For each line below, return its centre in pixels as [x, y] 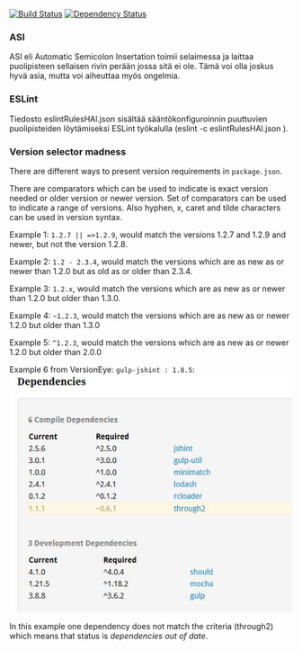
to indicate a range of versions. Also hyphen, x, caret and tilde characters [145, 208]
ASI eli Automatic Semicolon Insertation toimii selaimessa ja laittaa [132, 57]
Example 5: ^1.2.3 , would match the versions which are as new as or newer [149, 343]
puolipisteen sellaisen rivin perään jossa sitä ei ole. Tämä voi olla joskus [142, 67]
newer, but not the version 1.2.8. [69, 244]
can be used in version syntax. [66, 217]
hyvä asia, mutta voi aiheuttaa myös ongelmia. [95, 76]
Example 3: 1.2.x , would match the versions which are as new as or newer [147, 289]
